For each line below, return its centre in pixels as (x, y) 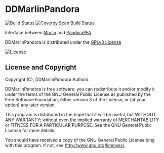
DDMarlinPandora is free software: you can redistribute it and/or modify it (80, 89)
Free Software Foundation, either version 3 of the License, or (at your (76, 99)
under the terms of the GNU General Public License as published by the (78, 94)
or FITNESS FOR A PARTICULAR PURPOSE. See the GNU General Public (79, 125)
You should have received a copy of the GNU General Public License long (80, 140)
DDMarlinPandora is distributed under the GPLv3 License (63, 42)
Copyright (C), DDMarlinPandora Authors (47, 79)
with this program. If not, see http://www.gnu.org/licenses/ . (65, 145)
